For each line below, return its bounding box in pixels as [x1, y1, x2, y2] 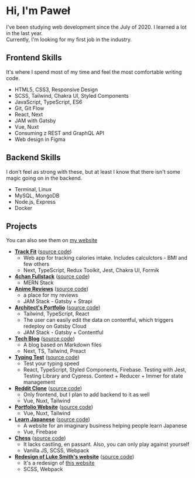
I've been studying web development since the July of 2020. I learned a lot [6, 23, 187, 30]
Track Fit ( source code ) [14, 248, 72, 255]
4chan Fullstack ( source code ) [14, 273, 90, 280]
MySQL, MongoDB [14, 192, 60, 199]
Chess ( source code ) [14, 435, 66, 442]
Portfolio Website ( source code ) [14, 404, 94, 411]
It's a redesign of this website [23, 459, 95, 466]
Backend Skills [6, 153, 61, 163]
